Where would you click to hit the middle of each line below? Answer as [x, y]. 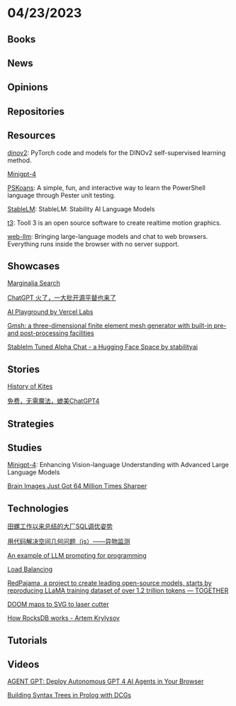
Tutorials [27, 640]
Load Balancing [30, 569]
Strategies [31, 424]
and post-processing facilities [51, 333]
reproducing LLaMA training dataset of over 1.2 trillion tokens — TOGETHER [118, 590]
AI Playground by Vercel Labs [50, 312]
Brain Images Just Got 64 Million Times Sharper [77, 486]
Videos [23, 664]
